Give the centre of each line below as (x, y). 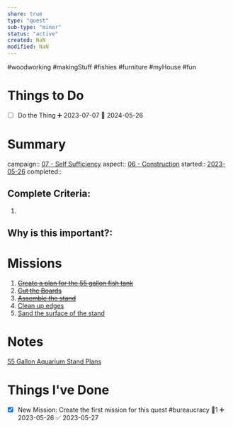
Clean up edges (41, 306)
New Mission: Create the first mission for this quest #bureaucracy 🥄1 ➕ (121, 410)
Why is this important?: (60, 233)
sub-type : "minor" (34, 27)
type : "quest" (28, 21)
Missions (35, 264)
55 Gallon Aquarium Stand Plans (55, 361)
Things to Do (46, 96)
